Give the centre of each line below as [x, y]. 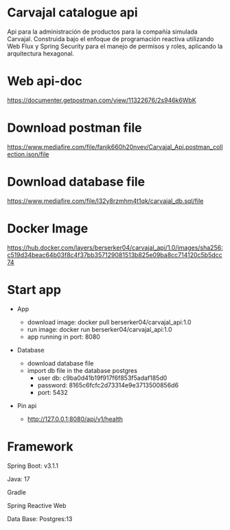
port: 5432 [53, 392]
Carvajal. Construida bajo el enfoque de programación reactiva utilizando [111, 38]
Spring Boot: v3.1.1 [33, 466]
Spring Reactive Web [37, 505]
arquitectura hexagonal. [41, 53]
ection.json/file [28, 154]
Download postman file [74, 128]
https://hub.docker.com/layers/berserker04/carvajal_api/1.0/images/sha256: [115, 248]
